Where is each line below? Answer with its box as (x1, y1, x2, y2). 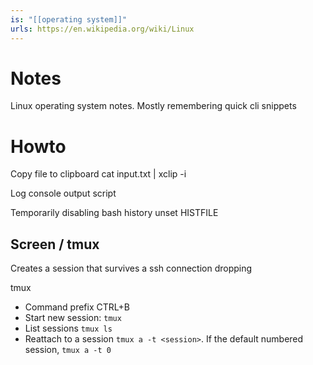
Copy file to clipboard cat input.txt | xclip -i (10, 168, 187, 180)
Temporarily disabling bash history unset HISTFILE (10, 207, 219, 219)
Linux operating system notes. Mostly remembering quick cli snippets (10, 100, 297, 112)
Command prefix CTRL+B (24, 301, 130, 313)
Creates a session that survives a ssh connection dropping (10, 262, 253, 275)
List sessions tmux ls (24, 322, 113, 335)
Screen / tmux (10, 236, 100, 253)
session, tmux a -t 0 (24, 344, 112, 356)
